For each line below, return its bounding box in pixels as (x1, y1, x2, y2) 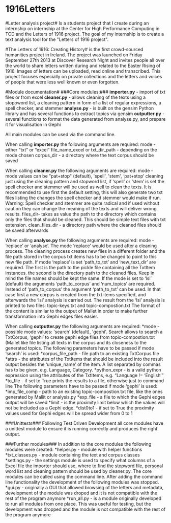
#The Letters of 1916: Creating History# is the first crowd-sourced (5, 46, 144, 52)
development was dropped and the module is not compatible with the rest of (5, 506, 166, 512)
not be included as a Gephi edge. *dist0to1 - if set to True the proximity (5, 405, 154, 411)
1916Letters (5, 3, 55, 15)
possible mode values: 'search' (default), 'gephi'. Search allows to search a (5, 329, 163, 335)
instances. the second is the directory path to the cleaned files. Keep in (5, 270, 155, 276)
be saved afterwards (5, 227, 48, 233)
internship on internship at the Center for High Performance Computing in (5, 25, 160, 31)
